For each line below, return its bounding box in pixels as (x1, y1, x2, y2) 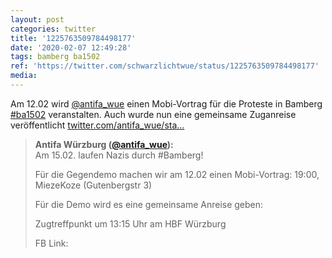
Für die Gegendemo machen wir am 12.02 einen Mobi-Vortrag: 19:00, (34, 168, 320, 180)
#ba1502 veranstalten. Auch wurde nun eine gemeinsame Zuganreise (10, 108, 297, 120)
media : (10, 71, 38, 81)
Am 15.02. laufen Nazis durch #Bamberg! (34, 149, 204, 161)
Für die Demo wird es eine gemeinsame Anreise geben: (34, 198, 264, 210)
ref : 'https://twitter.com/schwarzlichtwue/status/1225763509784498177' (10, 61, 320, 71)
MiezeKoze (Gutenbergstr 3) (34, 179, 153, 191)
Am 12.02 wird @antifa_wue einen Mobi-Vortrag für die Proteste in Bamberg (10, 97, 323, 110)
